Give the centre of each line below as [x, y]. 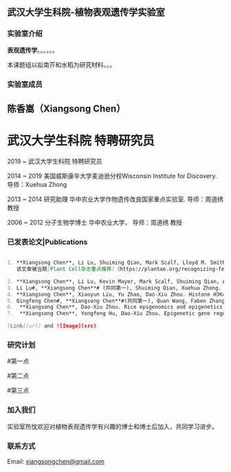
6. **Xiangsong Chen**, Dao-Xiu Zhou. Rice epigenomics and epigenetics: [117, 307]
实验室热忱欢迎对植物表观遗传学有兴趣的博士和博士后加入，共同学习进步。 [112, 427]
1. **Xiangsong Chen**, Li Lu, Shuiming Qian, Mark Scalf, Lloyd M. [107, 263]
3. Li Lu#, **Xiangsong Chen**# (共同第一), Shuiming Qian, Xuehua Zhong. [114, 288]
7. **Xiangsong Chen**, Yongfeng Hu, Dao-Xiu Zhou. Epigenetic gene [109, 314]
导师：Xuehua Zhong [37, 184]
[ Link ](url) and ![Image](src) [52, 326]
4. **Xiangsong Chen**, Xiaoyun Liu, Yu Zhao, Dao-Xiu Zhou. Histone [109, 294]
